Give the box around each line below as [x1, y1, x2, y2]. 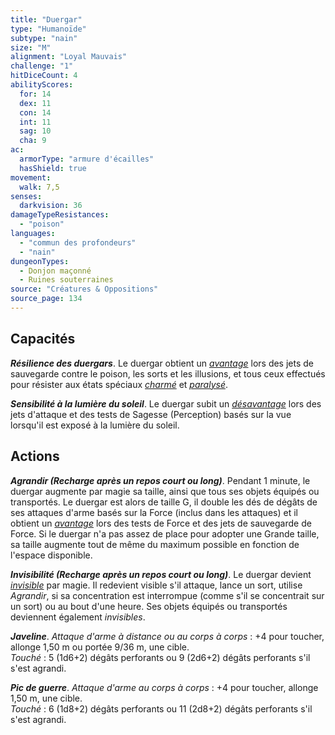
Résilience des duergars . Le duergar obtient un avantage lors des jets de [10, 357, 315, 369]
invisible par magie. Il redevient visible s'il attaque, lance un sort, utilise [10, 579, 303, 591]
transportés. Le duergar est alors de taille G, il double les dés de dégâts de [10, 496, 318, 508]
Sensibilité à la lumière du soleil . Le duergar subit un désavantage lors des [10, 397, 322, 410]
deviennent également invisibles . [10, 611, 146, 623]
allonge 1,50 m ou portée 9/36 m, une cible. [10, 641, 190, 653]
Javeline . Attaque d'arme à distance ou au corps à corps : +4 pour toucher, [10, 630, 325, 642]
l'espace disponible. [10, 549, 93, 561]
